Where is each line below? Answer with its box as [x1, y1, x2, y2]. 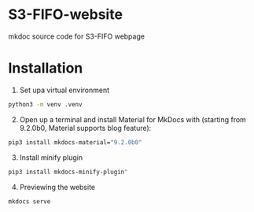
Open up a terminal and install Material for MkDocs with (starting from [19, 114, 246, 124]
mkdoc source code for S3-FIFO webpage [8, 32, 145, 41]
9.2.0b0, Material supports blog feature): [19, 123, 152, 132]
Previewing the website [19, 182, 96, 192]
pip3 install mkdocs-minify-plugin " [8, 168, 128, 176]
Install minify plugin [19, 152, 83, 162]
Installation [8, 59, 83, 77]
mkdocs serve [8, 197, 51, 206]
